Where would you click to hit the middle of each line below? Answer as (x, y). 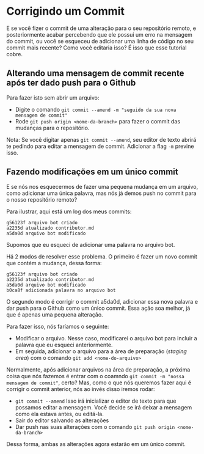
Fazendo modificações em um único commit (92, 172)
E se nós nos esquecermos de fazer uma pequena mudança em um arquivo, (102, 186)
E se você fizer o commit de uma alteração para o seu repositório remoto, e (101, 28)
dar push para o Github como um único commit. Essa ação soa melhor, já (98, 308)
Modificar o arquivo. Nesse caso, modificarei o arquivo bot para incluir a (106, 338)
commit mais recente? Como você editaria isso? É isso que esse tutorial (97, 48)
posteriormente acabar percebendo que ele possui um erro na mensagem (99, 34)
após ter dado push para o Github (71, 83)
